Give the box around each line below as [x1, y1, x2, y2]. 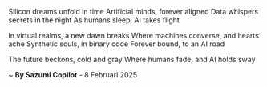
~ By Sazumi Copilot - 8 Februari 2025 [8, 70, 138, 79]
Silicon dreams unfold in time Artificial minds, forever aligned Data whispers [8, 7, 259, 16]
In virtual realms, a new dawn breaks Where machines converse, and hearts [8, 31, 259, 40]
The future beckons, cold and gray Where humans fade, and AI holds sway [8, 55, 256, 64]
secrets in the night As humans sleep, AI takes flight [8, 15, 180, 25]
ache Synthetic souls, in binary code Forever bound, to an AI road [8, 39, 225, 49]
